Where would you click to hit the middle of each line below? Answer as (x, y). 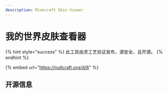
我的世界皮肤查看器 (46, 37)
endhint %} (17, 57)
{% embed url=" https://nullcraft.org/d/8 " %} (52, 67)
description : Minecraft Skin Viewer (44, 10)
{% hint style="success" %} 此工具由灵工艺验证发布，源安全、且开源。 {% (84, 52)
